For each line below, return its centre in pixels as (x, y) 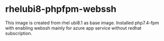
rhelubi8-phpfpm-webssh (61, 9)
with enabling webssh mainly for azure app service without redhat (73, 28)
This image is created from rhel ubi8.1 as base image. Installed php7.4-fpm (82, 23)
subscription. (19, 33)
